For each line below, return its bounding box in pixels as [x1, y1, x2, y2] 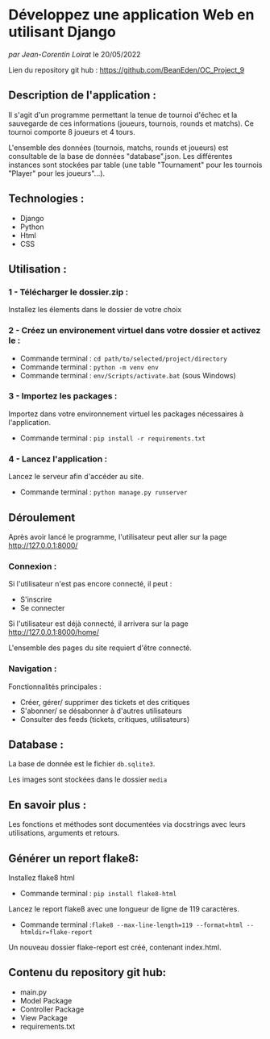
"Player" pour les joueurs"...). [8, 168, 106, 178]
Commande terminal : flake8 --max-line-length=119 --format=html [19, 920, 243, 929]
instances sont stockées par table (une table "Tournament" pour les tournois [8, 160, 263, 169]
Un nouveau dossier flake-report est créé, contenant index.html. [8, 942, 222, 952]
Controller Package [19, 1004, 85, 1014]
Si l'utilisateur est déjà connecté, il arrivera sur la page [8, 619, 189, 628]
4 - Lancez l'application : [8, 453, 107, 465]
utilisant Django [8, 23, 117, 41]
